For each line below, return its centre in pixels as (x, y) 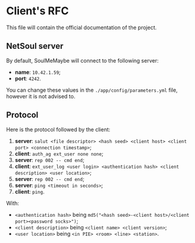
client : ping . (30, 191)
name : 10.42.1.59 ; (38, 72)
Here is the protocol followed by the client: (58, 129)
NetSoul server (35, 46)
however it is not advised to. (41, 96)
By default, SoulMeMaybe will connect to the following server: (83, 60)
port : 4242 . (28, 78)
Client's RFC (38, 11)
